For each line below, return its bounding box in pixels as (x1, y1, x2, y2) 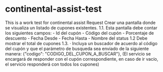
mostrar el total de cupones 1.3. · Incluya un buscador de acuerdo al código (5, 40, 158, 46)
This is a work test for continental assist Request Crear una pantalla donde (5, 20, 156, 25)
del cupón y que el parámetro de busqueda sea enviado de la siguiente (5, 46, 149, 51)
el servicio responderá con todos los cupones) (5, 61, 100, 67)
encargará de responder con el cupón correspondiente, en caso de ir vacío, (5, 56, 159, 62)
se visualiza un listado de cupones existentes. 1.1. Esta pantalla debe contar (5, 24, 158, 30)
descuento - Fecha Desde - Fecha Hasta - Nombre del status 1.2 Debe (5, 35, 148, 41)
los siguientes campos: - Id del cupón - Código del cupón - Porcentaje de (5, 30, 154, 36)
